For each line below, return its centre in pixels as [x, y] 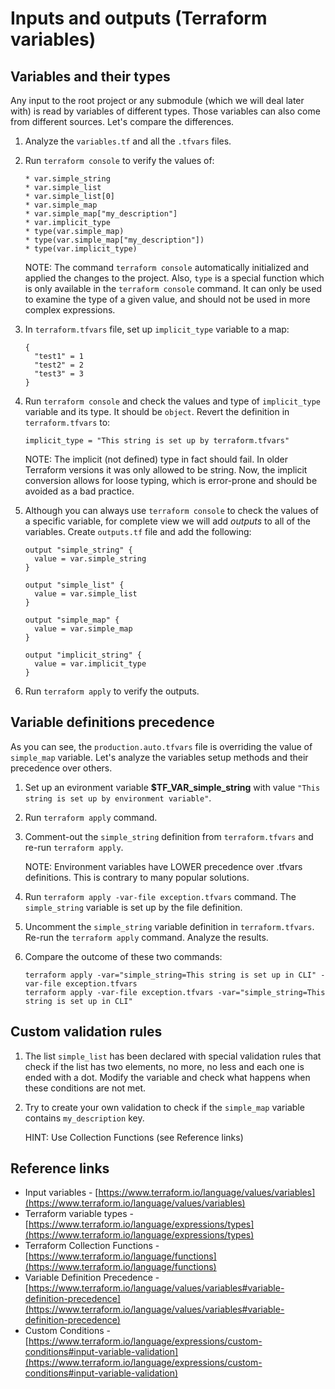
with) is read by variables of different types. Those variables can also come [165, 111]
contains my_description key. [84, 1118]
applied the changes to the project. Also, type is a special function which [174, 278]
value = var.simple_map [83, 629]
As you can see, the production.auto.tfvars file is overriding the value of [161, 746]
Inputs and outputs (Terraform [139, 18]
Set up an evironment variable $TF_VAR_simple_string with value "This [172, 787]
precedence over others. [61, 768]
